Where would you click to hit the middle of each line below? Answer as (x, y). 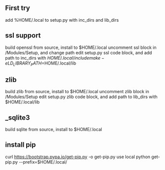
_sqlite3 (18, 118)
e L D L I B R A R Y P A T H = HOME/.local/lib (41, 64)
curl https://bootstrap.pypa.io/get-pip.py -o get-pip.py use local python (78, 157)
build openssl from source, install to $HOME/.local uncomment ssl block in (81, 47)
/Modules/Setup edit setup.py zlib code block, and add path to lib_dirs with (82, 97)
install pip (21, 145)
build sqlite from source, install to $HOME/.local (54, 130)
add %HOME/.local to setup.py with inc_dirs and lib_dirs (62, 20)
